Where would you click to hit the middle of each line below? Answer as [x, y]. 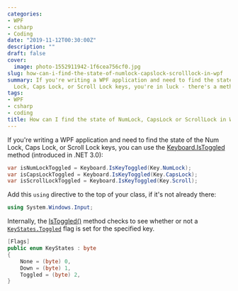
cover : [17, 60]
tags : [15, 93]
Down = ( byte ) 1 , [46, 268]
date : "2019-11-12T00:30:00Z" [52, 40]
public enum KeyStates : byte [52, 248]
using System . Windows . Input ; [50, 208]
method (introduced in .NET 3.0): [56, 155]
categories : [25, 14]
